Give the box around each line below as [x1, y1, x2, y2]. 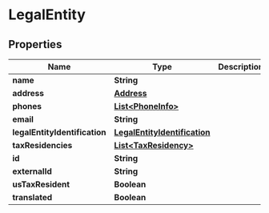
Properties [8, 38, 62, 51]
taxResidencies [12, 140, 73, 151]
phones [12, 101, 42, 111]
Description [218, 62, 264, 72]
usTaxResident [12, 179, 70, 190]
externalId [12, 166, 52, 177]
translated [12, 192, 53, 203]
